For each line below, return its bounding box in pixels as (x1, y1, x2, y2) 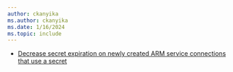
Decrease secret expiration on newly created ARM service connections (17, 49, 226, 58)
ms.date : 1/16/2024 (7, 23, 65, 30)
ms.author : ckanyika (7, 17, 69, 24)
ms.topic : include (7, 30, 62, 37)
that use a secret (17, 57, 67, 66)
